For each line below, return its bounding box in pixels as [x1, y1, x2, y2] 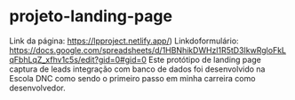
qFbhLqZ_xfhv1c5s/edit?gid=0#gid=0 [9, 54, 147, 65]
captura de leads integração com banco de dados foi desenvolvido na [9, 64, 266, 74]
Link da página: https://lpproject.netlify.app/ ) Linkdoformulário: [9, 35, 239, 46]
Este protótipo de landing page [147, 54, 262, 65]
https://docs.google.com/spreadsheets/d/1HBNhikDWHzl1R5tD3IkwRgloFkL [9, 44, 287, 55]
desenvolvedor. [9, 82, 66, 93]
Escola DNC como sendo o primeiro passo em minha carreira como [9, 73, 256, 83]
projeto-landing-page [9, 6, 173, 27]
